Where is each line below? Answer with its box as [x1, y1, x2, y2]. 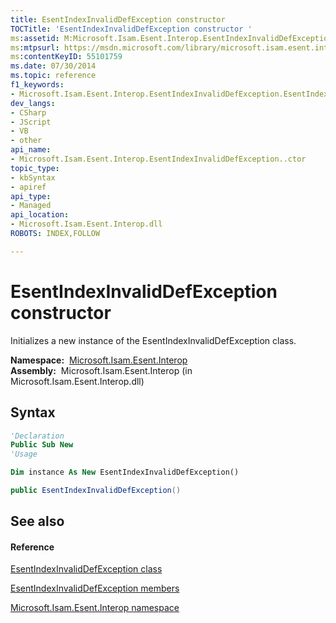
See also [10, 513, 65, 530]
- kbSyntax [10, 172, 56, 183]
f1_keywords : [10, 80, 65, 90]
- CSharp [10, 107, 47, 118]
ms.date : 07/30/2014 [10, 61, 97, 71]
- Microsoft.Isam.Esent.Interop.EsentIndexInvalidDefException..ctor [10, 154, 307, 164]
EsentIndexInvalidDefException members [10, 582, 180, 595]
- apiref [10, 182, 47, 192]
